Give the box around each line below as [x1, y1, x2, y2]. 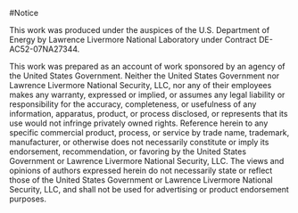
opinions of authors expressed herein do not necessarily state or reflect [9, 165, 273, 176]
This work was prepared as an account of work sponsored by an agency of [9, 61, 286, 71]
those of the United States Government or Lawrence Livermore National [9, 175, 274, 185]
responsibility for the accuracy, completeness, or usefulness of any [9, 99, 257, 110]
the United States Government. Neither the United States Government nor [9, 70, 280, 81]
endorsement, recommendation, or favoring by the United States [9, 146, 247, 157]
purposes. [9, 193, 47, 204]
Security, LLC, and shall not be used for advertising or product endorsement [9, 184, 290, 194]
